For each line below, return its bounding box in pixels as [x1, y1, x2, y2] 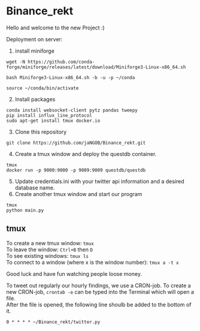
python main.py [6, 207, 44, 213]
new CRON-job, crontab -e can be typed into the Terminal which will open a [6, 288, 195, 295]
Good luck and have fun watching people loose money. [6, 270, 143, 277]
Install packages [14, 95, 56, 103]
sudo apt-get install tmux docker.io [6, 118, 101, 124]
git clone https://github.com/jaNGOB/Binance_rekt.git [6, 140, 146, 146]
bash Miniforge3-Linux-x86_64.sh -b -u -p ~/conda [6, 74, 135, 80]
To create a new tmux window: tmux [6, 239, 94, 246]
